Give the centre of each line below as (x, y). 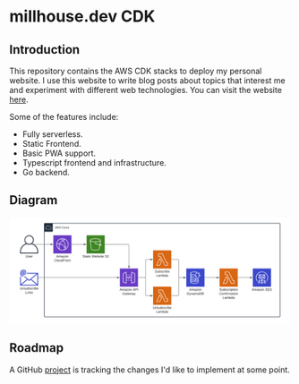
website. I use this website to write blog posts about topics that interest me (147, 81)
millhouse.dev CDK (82, 17)
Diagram (34, 200)
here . (19, 99)
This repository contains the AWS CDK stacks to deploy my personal (136, 71)
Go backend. (46, 172)
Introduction (45, 50)
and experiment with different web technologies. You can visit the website (145, 90)
